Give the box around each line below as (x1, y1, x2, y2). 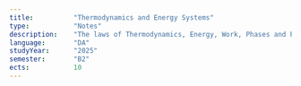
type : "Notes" (9, 21, 102, 30)
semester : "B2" (9, 55, 90, 64)
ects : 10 (9, 64, 82, 73)
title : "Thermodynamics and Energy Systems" (9, 13, 215, 22)
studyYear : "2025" (9, 47, 99, 56)
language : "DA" (9, 38, 90, 47)
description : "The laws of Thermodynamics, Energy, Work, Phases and (9, 30, 287, 39)
